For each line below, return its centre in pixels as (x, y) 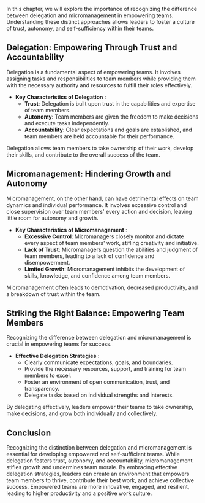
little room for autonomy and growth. (53, 218)
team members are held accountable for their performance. (99, 136)
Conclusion (29, 433)
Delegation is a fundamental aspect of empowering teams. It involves (93, 72)
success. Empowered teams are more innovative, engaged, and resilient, (98, 487)
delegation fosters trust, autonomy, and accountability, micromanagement (99, 461)
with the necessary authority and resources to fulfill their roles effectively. (99, 85)
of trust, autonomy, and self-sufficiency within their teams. (80, 28)
